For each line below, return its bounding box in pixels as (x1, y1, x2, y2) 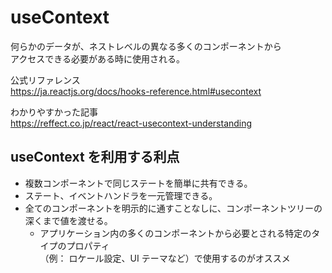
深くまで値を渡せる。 (24, 214, 113, 226)
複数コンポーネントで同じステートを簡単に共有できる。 (24, 177, 253, 189)
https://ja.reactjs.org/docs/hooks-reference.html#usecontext (10, 85, 262, 97)
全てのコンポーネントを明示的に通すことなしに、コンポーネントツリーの (24, 202, 323, 214)
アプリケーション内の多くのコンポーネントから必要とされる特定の (39, 227, 312, 239)
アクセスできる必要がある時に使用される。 (10, 52, 186, 65)
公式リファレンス (10, 74, 81, 86)
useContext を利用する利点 (10, 149, 180, 166)
